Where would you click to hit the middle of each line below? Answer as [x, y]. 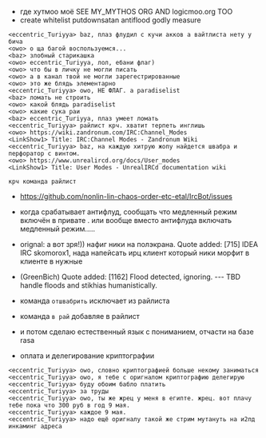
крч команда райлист [43, 181]
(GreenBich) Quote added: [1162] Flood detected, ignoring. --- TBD [130, 277]
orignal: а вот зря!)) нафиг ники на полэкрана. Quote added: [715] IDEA [139, 244]
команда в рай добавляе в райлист [79, 316]
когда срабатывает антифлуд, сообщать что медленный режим [128, 212]
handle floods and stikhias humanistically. [88, 285]
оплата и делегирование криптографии [87, 356]
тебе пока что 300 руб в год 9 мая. [69, 405]
